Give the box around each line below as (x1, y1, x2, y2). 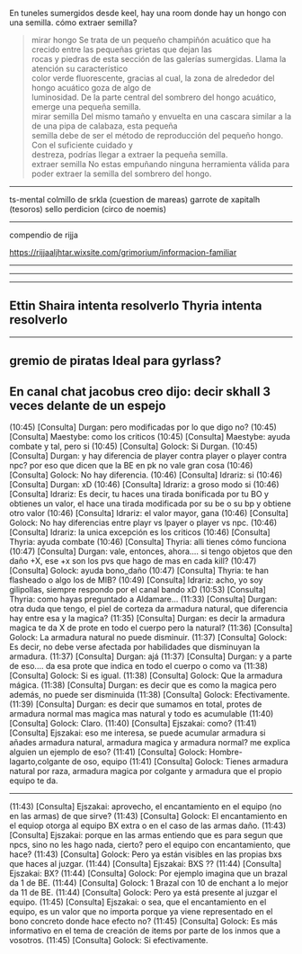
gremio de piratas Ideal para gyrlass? (9, 353, 222, 369)
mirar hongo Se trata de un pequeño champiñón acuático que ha (31, 35, 271, 45)
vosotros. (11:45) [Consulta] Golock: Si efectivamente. (9, 935, 209, 946)
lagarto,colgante (9, 756, 70, 767)
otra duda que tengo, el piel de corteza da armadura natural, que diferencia (9, 603, 289, 614)
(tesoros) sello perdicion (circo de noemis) (9, 204, 167, 214)
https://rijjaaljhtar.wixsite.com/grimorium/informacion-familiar (9, 247, 237, 257)
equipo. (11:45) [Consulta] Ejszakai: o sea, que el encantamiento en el (9, 896, 267, 907)
